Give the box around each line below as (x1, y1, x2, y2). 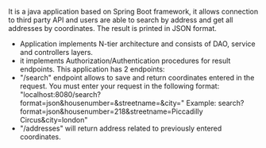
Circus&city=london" (19, 115, 88, 124)
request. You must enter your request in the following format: (19, 81, 220, 91)
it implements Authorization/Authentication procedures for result (19, 56, 231, 65)
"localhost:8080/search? (19, 90, 102, 99)
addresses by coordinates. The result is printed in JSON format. (8, 24, 217, 33)
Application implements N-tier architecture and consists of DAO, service (19, 39, 256, 49)
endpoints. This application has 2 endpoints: (19, 64, 165, 74)
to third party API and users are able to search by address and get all (8, 15, 233, 25)
